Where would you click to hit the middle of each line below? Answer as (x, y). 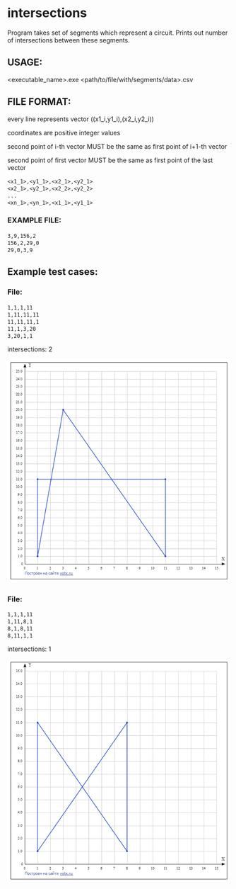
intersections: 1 (29, 649)
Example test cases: (53, 272)
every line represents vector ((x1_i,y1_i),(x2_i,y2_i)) (81, 119)
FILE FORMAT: (39, 102)
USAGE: (25, 63)
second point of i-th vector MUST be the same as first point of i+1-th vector (117, 146)
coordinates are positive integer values (64, 132)
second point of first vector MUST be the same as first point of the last (110, 160)
